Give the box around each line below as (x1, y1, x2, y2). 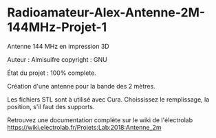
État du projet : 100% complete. (7, 69, 96, 77)
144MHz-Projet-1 (7, 19, 107, 35)
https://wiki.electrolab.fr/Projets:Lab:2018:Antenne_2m (7, 123, 162, 131)
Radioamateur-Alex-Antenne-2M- (7, 5, 206, 21)
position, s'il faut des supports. (7, 102, 95, 111)
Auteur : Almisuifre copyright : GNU (7, 55, 108, 63)
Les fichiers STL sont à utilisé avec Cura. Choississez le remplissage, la (7, 95, 210, 104)
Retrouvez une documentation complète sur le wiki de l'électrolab (7, 115, 193, 124)
